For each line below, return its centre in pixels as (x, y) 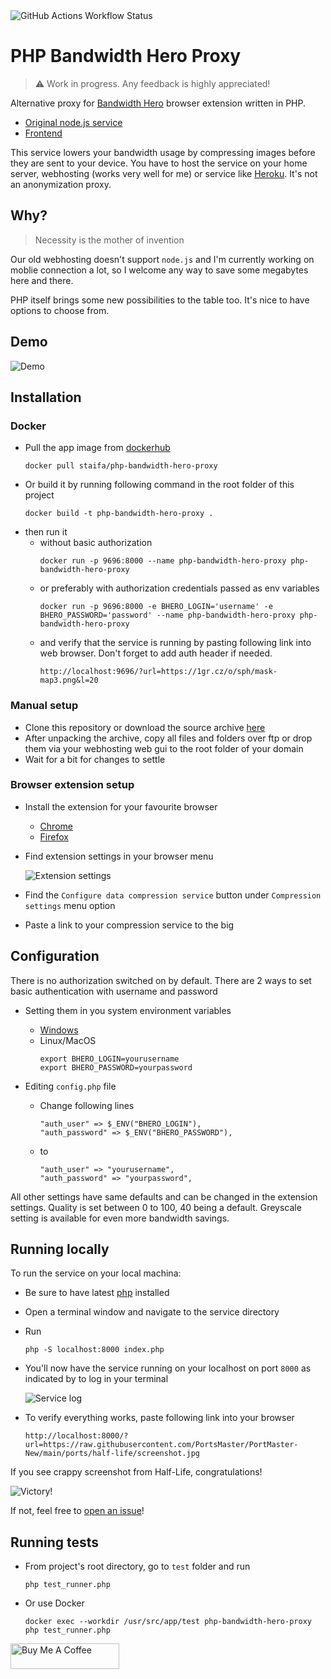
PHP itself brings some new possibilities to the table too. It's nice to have (160, 300)
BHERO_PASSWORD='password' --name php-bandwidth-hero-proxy (167, 615)
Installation (46, 397)
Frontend (43, 133)
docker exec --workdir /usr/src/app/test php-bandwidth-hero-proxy (168, 1622)
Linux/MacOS (68, 1040)
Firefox (54, 836)
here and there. (42, 280)
